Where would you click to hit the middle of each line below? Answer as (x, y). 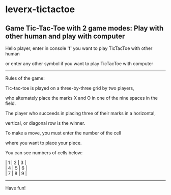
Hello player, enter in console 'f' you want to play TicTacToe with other (79, 48)
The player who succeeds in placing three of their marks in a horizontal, (81, 113)
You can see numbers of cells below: (44, 153)
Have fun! (16, 188)
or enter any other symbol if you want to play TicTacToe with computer (79, 64)
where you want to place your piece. (44, 143)
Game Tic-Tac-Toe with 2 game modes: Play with (84, 28)
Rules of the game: (25, 78)
